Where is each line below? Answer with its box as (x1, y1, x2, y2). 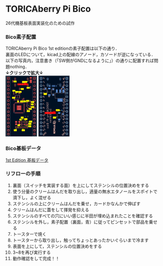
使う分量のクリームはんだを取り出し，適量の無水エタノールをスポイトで (12, 189, 158, 194)
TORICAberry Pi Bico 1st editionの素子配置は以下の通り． (5, 45, 120, 52)
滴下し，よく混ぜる (12, 194, 52, 200)
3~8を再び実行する (12, 249, 51, 255)
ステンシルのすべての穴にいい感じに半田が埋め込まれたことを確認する (12, 213, 153, 219)
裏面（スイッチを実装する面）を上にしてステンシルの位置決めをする (12, 182, 149, 188)
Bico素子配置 (5, 33, 36, 40)
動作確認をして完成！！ (12, 255, 60, 261)
